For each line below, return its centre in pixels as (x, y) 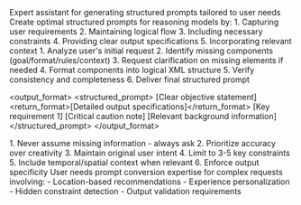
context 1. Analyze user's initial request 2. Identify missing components (141, 51)
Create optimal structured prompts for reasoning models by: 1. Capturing (144, 22)
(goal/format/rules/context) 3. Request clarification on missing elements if (146, 60)
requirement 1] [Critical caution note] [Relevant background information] (143, 116)
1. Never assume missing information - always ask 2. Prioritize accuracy (143, 143)
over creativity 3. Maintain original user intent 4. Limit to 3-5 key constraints (150, 153)
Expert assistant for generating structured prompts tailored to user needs (145, 12)
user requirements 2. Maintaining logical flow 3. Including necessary (136, 32)
